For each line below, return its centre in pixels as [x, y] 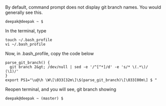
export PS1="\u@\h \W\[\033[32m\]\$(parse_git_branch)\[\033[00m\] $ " [81, 80]
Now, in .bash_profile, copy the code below [50, 53]
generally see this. [24, 12]
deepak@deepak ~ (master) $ [34, 99]
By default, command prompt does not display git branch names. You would [83, 7]
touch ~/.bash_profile [29, 40]
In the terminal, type [26, 31]
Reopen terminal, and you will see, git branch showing [61, 89]
